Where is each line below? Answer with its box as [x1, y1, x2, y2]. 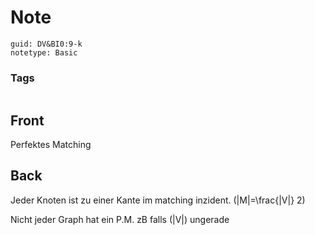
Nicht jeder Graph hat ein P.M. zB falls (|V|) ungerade [10, 213, 230, 225]
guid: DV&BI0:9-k [10, 39, 83, 49]
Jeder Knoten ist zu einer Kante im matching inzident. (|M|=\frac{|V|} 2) [10, 194, 306, 206]
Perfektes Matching [10, 139, 92, 151]
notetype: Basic [10, 47, 78, 58]
